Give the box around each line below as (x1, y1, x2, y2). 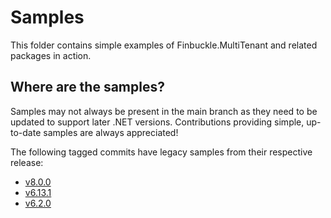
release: (10, 156, 44, 168)
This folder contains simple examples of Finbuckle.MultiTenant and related (10, 39, 318, 51)
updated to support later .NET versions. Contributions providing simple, (10, 116, 305, 128)
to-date (10, 126, 42, 138)
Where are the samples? (10, 79, 165, 96)
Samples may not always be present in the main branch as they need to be (10, 105, 318, 117)
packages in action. (10, 49, 92, 61)
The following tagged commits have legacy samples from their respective (10, 146, 313, 158)
